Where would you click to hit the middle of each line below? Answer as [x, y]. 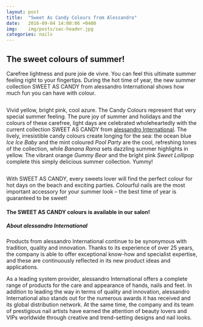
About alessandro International [47, 226]
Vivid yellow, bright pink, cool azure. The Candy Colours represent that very [101, 110]
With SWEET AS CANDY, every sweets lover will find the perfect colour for [99, 178]
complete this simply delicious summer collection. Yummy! [80, 161]
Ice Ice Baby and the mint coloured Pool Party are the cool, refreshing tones [101, 142]
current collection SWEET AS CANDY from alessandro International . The [97, 129]
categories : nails [29, 35]
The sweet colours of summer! [66, 59]
